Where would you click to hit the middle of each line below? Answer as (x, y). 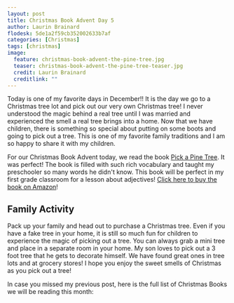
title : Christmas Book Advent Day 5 (61, 20)
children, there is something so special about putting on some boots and (112, 129)
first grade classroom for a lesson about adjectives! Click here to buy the (112, 180)
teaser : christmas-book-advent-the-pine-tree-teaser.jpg (98, 66)
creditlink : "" (36, 79)
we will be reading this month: (50, 292)
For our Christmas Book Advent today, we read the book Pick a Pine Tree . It (116, 157)
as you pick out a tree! (39, 271)
